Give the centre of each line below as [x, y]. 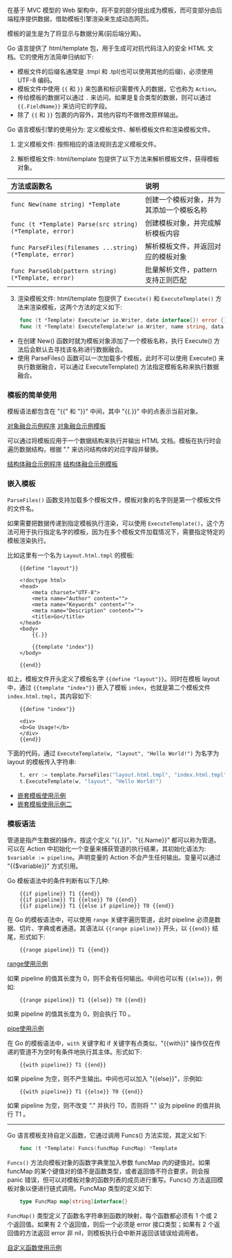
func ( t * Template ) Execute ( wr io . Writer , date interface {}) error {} [123, 320]
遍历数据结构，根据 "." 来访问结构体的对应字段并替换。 [85, 450]
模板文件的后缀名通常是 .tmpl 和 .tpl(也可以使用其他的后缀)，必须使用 [115, 72]
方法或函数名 [32, 186]
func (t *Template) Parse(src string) [74, 224]
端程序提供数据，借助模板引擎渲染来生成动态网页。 [80, 19]
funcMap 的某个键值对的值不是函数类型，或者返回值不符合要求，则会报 [108, 1172]
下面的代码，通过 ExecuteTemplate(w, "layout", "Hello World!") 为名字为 [113, 753]
